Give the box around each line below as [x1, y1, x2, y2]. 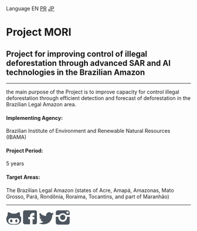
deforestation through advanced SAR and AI [6, 58, 171, 68]
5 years [6, 160, 25, 167]
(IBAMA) [6, 133, 27, 140]
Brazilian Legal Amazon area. [6, 101, 77, 108]
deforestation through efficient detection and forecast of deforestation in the [6, 95, 191, 102]
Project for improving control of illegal [6, 49, 148, 59]
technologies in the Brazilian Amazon [6, 67, 145, 77]
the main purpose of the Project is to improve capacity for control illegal [6, 88, 180, 95]
